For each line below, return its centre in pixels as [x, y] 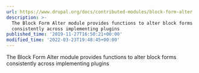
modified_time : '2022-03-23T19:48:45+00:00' [63, 40]
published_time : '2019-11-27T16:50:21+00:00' [64, 34]
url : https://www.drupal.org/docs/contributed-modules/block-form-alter [99, 12]
